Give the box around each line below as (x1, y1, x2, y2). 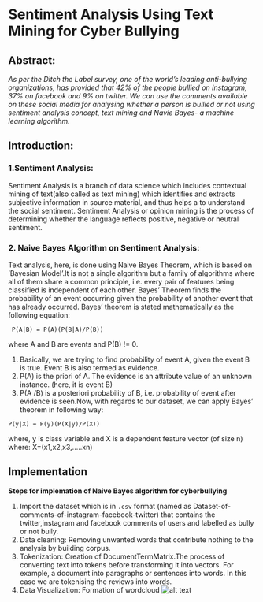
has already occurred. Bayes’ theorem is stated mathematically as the (8, 302, 235, 311)
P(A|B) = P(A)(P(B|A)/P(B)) (11, 325, 104, 333)
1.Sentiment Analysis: (8, 163, 94, 174)
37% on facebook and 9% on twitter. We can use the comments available (8, 91, 248, 100)
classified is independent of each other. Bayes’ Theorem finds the (8, 285, 222, 295)
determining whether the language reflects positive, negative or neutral (8, 214, 239, 224)
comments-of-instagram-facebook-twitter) (19, 510, 160, 519)
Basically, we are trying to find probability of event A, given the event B (19, 355, 250, 364)
